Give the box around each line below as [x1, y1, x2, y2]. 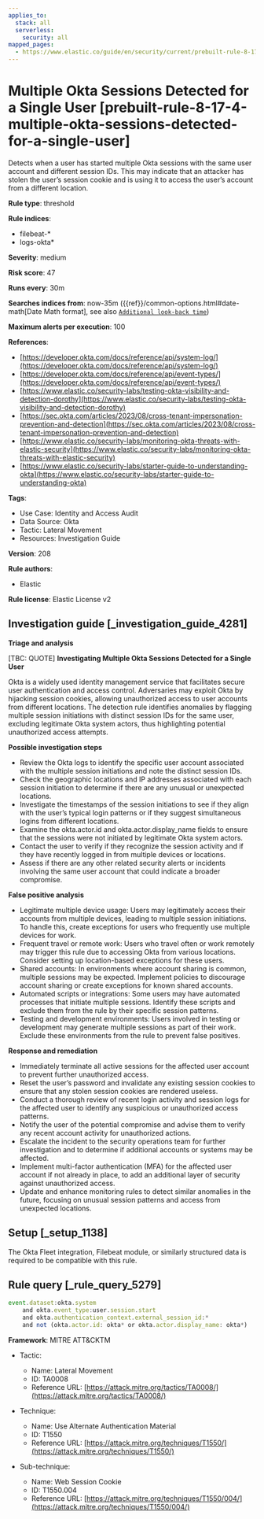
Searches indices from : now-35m [8, 298, 119, 308]
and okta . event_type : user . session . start [22, 1306, 156, 1314]
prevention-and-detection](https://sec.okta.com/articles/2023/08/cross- [19, 419, 256, 429]
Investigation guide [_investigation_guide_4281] [8, 617, 247, 630]
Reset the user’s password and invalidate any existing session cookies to [19, 1077, 255, 1087]
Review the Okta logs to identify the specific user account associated [19, 757, 244, 767]
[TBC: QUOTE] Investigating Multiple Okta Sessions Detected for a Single [8, 653, 251, 663]
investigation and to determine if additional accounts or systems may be [19, 1144, 253, 1154]
